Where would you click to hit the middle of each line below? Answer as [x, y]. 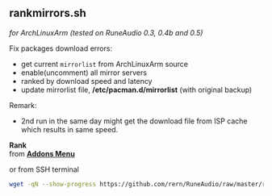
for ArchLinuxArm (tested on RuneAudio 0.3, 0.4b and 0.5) [106, 32]
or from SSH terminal [44, 169]
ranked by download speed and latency [86, 81]
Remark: [23, 105]
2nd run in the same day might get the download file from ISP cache [134, 121]
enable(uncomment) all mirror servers [84, 73]
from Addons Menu [42, 153]
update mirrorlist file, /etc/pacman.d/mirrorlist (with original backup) [136, 90]
